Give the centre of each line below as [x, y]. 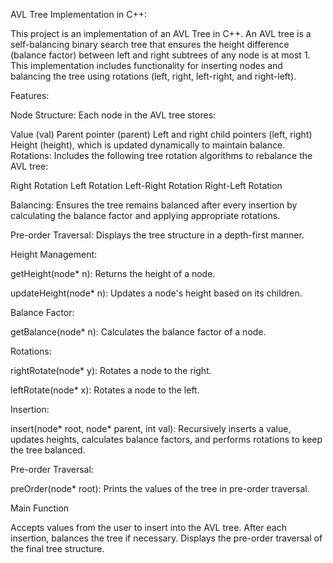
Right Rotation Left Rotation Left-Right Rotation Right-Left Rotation [146, 185]
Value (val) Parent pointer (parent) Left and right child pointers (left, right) [161, 134]
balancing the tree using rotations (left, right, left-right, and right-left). [153, 76]
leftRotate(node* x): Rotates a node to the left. [105, 390]
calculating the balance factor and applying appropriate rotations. [145, 215]
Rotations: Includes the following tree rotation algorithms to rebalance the [161, 155]
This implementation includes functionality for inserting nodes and [146, 65]
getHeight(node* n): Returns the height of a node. [113, 273]
